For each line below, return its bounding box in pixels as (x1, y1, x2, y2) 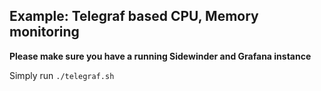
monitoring (9, 24, 80, 41)
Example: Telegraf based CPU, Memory (9, 8, 259, 25)
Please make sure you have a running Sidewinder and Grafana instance (9, 50, 312, 62)
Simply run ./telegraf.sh (9, 69, 115, 81)
